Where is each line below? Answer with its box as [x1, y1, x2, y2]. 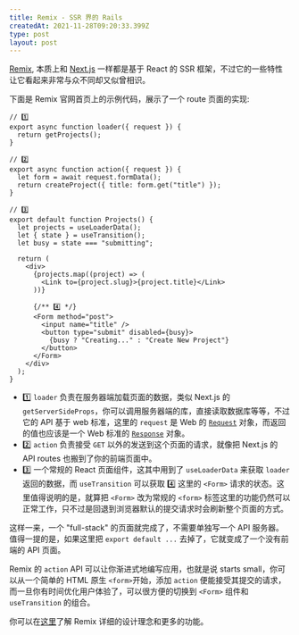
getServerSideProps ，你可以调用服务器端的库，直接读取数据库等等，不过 [21, 405, 290, 416]
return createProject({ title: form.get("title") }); [17, 180, 221, 190]
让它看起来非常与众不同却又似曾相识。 [9, 75, 150, 86]
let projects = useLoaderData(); [17, 223, 142, 232]
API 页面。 [26, 545, 66, 556]
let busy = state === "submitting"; [17, 238, 154, 248]
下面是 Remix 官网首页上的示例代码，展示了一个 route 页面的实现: [9, 94, 250, 104]
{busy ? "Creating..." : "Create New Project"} [48, 336, 229, 345]
